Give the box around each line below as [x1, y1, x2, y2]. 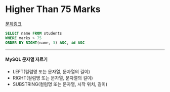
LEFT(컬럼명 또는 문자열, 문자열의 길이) [12, 68, 90, 74]
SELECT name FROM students [5, 31, 62, 36]
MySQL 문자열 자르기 [5, 56, 48, 62]
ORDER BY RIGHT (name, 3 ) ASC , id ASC [5, 40, 85, 45]
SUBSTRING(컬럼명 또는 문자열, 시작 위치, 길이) [12, 81, 108, 87]
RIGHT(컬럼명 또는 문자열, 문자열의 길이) [12, 74, 93, 81]
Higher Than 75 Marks [5, 4, 101, 15]
